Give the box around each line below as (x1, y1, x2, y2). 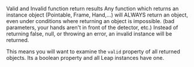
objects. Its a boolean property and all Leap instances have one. (6, 55, 165, 61)
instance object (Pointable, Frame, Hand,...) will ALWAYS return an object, (6, 11, 189, 18)
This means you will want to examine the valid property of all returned (6, 48, 181, 55)
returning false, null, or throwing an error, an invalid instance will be (6, 30, 172, 37)
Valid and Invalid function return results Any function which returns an (6, 5, 179, 12)
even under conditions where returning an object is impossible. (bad (6, 18, 175, 24)
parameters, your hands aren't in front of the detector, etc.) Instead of (6, 24, 178, 31)
